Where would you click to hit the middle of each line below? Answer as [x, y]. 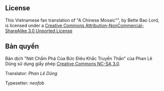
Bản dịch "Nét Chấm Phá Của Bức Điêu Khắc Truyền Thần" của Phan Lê [79, 58]
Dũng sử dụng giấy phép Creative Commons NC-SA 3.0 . [63, 64]
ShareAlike [16, 31]
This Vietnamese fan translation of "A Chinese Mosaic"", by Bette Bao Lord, [82, 20]
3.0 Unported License [50, 31]
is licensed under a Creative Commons [45, 25]
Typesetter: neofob [25, 83]
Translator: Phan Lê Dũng [31, 73]
